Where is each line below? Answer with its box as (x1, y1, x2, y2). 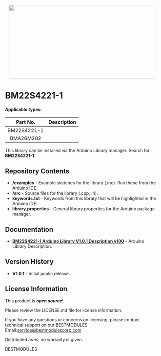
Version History (5, 258, 54, 266)
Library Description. (12, 244, 52, 249)
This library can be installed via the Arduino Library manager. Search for (5, 148, 150, 154)
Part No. (16, 119, 36, 126)
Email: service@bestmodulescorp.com (5, 327, 81, 333)
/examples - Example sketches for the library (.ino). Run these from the (12, 180, 156, 186)
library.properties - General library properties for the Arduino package (12, 206, 155, 212)
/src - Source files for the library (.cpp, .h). (12, 190, 99, 196)
